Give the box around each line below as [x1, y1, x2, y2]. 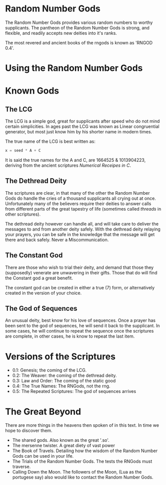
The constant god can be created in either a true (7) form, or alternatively [5, 284, 155, 290]
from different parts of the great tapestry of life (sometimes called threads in [5, 206, 162, 212]
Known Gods [5, 85, 59, 97]
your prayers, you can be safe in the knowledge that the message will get [5, 231, 155, 237]
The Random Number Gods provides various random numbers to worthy [5, 19, 153, 25]
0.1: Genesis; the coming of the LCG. [12, 367, 87, 373]
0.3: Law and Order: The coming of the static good [12, 378, 116, 384]
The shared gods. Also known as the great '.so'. [12, 437, 110, 443]
